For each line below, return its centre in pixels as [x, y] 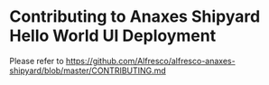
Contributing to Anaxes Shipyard [135, 17]
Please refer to [37, 61]
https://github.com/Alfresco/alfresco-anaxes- [151, 61]
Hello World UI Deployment [113, 36]
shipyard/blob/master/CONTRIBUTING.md [88, 71]
